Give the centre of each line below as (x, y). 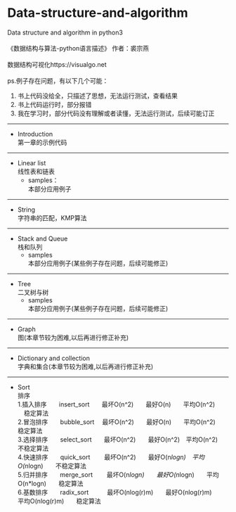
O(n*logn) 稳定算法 (50, 483)
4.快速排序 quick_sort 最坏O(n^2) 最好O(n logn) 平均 (111, 457)
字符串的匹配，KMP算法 (52, 218)
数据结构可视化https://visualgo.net (57, 64)
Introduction (35, 134)
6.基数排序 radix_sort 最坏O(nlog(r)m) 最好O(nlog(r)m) (114, 492)
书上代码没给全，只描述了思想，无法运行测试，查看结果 (97, 96)
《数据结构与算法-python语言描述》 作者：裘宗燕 (78, 48)
